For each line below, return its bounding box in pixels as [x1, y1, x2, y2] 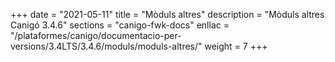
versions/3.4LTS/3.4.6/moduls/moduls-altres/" [10, 40, 203, 52]
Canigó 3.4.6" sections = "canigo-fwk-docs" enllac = [10, 19, 230, 31]
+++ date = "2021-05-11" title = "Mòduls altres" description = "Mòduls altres [10, 9, 325, 20]
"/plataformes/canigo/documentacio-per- [10, 30, 182, 41]
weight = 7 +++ [204, 40, 268, 52]
